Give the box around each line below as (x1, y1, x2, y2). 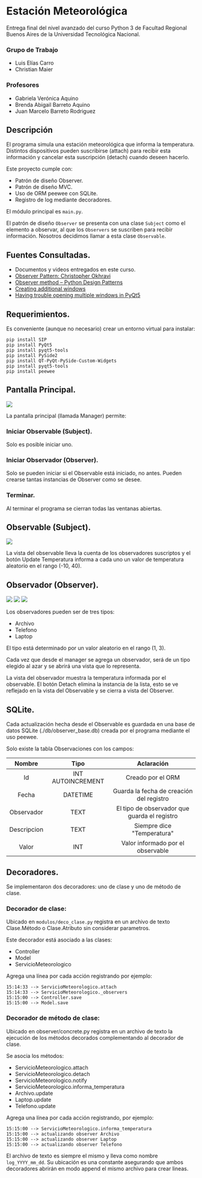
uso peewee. (6, 733, 38, 741)
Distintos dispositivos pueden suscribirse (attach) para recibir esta (6, 147, 171, 154)
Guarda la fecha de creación (112, 787, 193, 796)
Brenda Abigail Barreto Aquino (14, 101, 90, 108)
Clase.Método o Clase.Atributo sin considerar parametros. (6, 925, 150, 932)
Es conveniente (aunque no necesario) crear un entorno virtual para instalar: (6, 325, 195, 332)
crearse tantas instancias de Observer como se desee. (6, 476, 142, 483)
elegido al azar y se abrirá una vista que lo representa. (6, 662, 141, 670)
